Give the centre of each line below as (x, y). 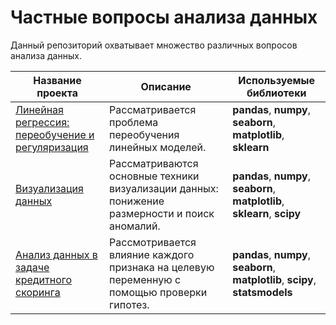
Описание (166, 86)
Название (57, 80)
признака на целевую (162, 267)
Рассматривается (153, 109)
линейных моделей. (158, 147)
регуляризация (52, 147)
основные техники (154, 176)
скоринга (38, 292)
